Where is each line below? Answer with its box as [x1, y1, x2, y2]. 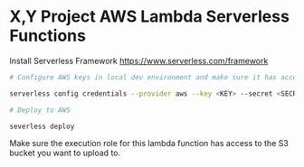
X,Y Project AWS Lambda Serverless [9, 6, 290, 27]
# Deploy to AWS [9, 106, 71, 115]
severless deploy [9, 122, 75, 131]
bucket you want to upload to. [9, 147, 120, 159]
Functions [9, 25, 86, 46]
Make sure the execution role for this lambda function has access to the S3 [9, 138, 290, 149]
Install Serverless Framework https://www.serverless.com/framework [9, 55, 269, 66]
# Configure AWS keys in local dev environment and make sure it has [9, 72, 278, 82]
